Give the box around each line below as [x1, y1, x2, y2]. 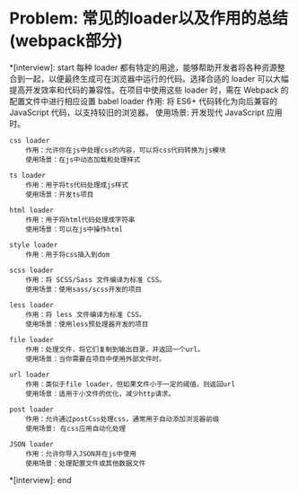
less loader [9, 300, 54, 310]
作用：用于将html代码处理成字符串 [25, 215, 136, 225]
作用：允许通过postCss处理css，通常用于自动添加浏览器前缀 [25, 414, 220, 423]
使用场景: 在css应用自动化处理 [25, 424, 127, 433]
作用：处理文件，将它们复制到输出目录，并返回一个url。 [25, 345, 205, 354]
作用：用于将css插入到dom [25, 250, 110, 259]
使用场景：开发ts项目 [25, 190, 94, 198]
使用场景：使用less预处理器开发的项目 [25, 320, 149, 329]
